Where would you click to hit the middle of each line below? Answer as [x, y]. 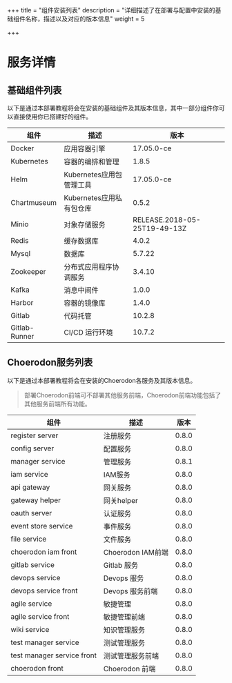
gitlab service [33, 564]
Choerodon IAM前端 [136, 552]
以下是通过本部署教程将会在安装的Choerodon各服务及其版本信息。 [102, 380]
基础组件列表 [35, 90]
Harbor [22, 303]
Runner [22, 336]
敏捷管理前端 [124, 617]
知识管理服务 [124, 630]
